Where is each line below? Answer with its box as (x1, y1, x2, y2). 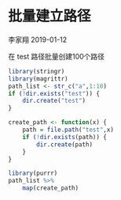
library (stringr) (8, 67, 65, 75)
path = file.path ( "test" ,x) (22, 126, 114, 134)
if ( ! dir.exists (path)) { (22, 133, 108, 141)
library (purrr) (8, 169, 58, 178)
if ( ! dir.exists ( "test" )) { (8, 89, 101, 97)
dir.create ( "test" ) (22, 96, 86, 105)
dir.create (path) (36, 140, 93, 149)
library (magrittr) (8, 74, 68, 83)
